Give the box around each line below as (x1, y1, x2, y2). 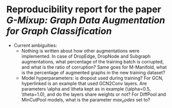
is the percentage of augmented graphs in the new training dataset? (21, 69, 165, 75)
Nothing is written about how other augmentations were (21, 48, 140, 54)
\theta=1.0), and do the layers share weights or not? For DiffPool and (21, 91, 166, 97)
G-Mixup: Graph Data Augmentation (6, 14, 165, 26)
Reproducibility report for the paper (6, 4, 161, 15)
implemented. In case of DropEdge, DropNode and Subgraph (21, 53, 151, 59)
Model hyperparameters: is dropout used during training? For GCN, (21, 75, 164, 81)
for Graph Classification (6, 26, 112, 37)
